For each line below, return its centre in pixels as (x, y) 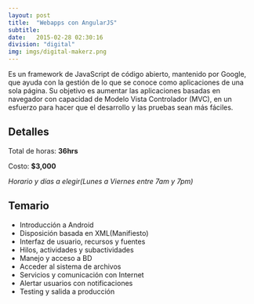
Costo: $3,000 (32, 166)
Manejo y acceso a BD (56, 258)
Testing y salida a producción (67, 291)
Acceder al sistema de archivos (70, 266)
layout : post (29, 15)
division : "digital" (42, 45)
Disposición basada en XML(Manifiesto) (84, 233)
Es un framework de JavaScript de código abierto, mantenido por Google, (127, 74)
